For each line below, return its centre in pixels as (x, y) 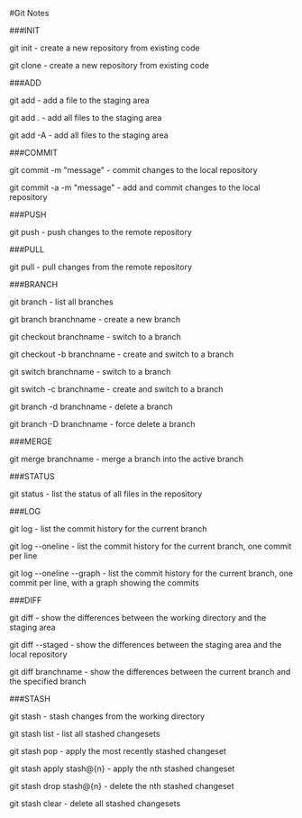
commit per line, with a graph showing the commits (105, 583)
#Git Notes (29, 13)
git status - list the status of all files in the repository (106, 494)
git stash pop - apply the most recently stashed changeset (118, 751)
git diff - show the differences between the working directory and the (138, 618)
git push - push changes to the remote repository (101, 232)
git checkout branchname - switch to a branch (96, 336)
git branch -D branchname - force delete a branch (102, 424)
